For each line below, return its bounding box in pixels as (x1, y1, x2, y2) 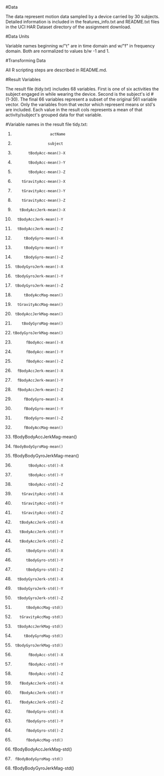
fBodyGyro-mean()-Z (23, 416, 63, 421)
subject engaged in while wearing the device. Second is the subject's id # (5, 91, 154, 97)
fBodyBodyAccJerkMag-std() (12, 746, 72, 752)
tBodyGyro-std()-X (25, 548, 63, 553)
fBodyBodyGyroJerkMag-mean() (12, 453, 80, 458)
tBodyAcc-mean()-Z (28, 170, 65, 174)
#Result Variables (5, 77, 41, 82)
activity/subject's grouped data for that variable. (5, 112, 102, 118)
